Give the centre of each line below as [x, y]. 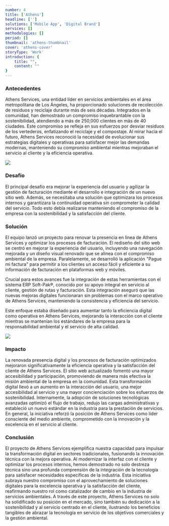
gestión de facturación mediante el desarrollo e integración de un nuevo [80, 192]
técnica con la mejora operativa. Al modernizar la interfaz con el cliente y [81, 459]
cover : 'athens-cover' [29, 47]
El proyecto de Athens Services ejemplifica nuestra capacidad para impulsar [84, 448]
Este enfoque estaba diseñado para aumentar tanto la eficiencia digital [79, 310]
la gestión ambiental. [27, 518]
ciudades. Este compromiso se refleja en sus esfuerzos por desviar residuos [85, 126]
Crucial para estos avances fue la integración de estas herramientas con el [83, 279]
